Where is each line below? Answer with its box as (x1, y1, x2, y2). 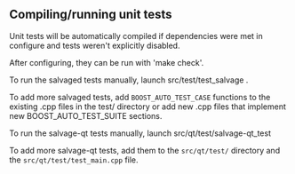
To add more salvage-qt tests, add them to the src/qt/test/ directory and (9, 145, 281, 155)
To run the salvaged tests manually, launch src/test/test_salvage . (9, 75, 249, 85)
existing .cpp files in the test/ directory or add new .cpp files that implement (9, 101, 286, 112)
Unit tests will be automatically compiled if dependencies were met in (9, 30, 264, 41)
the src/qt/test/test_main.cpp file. (9, 154, 140, 165)
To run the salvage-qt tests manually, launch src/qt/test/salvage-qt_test (9, 128, 271, 138)
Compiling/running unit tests (9, 7, 172, 22)
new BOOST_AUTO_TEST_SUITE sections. (9, 110, 163, 121)
